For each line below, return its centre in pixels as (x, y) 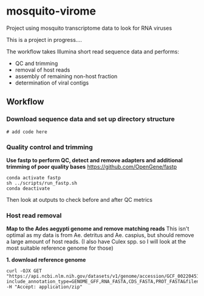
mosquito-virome (51, 11)
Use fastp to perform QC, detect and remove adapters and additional (95, 160)
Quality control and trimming (49, 147)
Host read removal (34, 215)
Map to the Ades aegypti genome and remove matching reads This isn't (98, 229)
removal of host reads (42, 70)
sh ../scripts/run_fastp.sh (42, 183)
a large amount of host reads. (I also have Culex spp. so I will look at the (96, 242)
